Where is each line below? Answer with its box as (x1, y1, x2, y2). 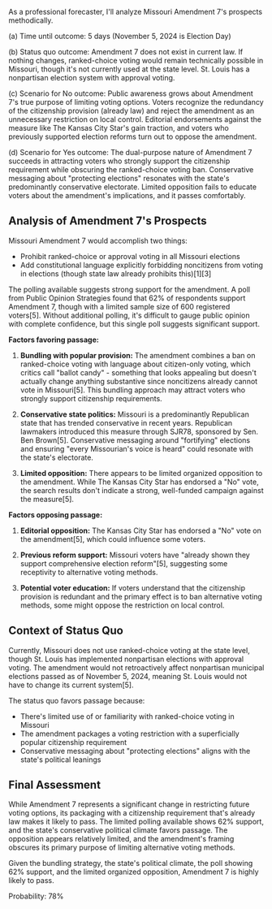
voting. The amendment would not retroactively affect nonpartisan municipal (8, 662, 265, 673)
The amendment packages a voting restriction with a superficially (19, 729, 240, 738)
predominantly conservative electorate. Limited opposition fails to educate (8, 182, 257, 192)
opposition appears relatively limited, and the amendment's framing (8, 834, 235, 844)
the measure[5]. (19, 494, 75, 504)
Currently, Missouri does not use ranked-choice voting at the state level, (8, 645, 250, 655)
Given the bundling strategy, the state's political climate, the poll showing (8, 859, 253, 868)
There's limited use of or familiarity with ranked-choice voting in (19, 711, 235, 721)
